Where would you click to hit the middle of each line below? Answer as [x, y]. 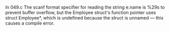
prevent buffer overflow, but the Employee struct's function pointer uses [81, 12]
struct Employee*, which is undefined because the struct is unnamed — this [84, 18]
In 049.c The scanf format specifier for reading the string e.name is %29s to [85, 7]
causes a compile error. [30, 23]
